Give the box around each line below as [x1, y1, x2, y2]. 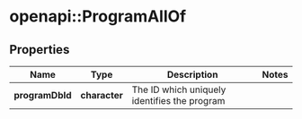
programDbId [13, 89, 72, 101]
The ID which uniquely [131, 83, 226, 96]
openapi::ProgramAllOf [9, 6, 187, 27]
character [80, 89, 123, 101]
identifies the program [131, 95, 226, 106]
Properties [9, 42, 70, 57]
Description [166, 69, 218, 81]
